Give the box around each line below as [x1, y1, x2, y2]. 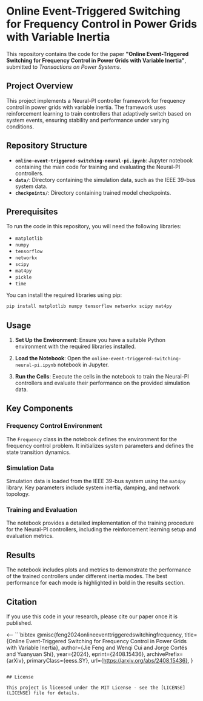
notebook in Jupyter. [57, 361, 109, 369]
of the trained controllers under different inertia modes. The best [6, 573, 168, 580]
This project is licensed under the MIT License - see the [6, 685, 159, 691]
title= [184, 631, 198, 638]
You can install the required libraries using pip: [6, 291, 122, 299]
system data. [15, 183, 48, 190]
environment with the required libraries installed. [15, 343, 136, 350]
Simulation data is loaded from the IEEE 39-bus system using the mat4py [6, 478, 186, 485]
